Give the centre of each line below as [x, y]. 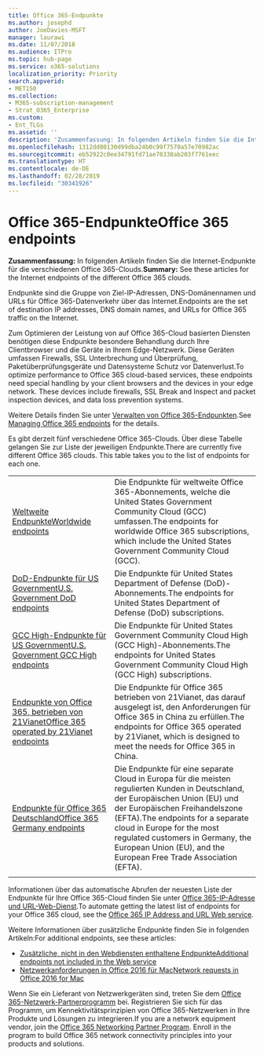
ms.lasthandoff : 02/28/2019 [54, 176]
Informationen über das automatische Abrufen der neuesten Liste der [120, 889]
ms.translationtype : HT [47, 162]
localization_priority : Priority [63, 74]
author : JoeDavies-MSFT [47, 30]
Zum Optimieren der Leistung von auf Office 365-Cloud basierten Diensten [129, 333]
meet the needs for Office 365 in [175, 746]
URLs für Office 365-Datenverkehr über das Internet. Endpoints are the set [128, 301]
